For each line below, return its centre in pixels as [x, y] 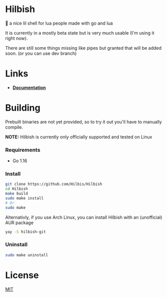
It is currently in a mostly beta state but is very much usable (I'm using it [80, 33]
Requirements [23, 150]
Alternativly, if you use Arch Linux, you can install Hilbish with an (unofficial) [84, 217]
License [22, 275]
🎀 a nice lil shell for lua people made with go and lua [59, 23]
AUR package [19, 223]
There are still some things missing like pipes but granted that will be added [83, 48]
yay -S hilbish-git [26, 232]
